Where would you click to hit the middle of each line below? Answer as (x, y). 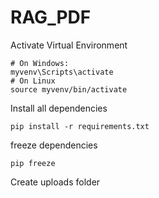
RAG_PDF (51, 17)
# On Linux (33, 81)
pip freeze (33, 163)
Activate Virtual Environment (69, 45)
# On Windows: (40, 63)
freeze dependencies (54, 145)
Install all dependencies (59, 108)
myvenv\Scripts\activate (62, 72)
